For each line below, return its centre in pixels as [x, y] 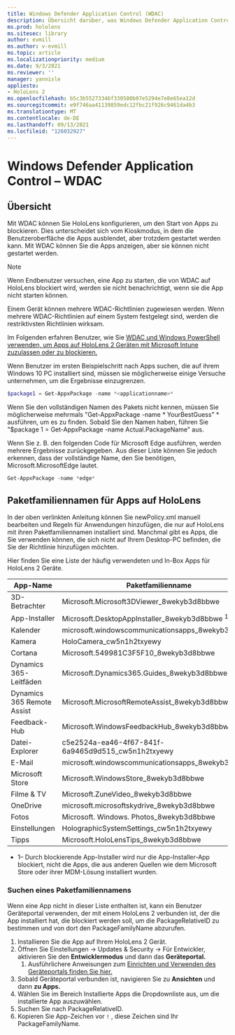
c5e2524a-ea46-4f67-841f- [113, 742]
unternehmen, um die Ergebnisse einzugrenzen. [76, 381]
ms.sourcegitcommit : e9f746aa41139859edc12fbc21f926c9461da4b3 [101, 105]
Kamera [24, 641]
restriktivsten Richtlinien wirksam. [56, 324]
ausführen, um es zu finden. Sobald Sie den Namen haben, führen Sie [108, 422]
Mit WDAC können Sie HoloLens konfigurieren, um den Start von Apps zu [113, 223]
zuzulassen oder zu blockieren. [52, 352]
